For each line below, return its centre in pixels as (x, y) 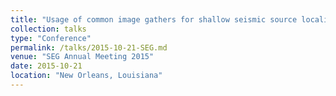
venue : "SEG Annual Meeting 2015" (82, 57)
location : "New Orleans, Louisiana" (86, 76)
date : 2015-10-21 (46, 66)
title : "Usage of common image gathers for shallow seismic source (154, 19)
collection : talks (48, 29)
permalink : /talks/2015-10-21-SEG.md (89, 47)
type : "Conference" (51, 38)
